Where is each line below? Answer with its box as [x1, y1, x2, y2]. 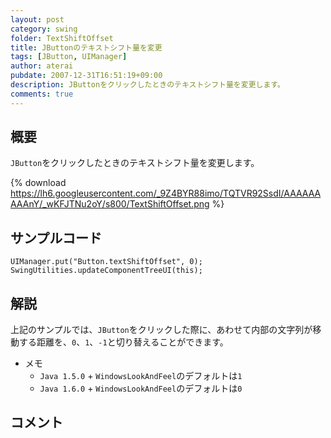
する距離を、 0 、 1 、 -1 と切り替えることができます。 [18, 336, 229, 348]
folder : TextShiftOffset [10, 33, 114, 43]
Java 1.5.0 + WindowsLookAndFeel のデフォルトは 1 [39, 370, 243, 382]
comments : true [10, 89, 74, 99]
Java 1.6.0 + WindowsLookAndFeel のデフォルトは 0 [39, 382, 243, 395]
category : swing [10, 24, 78, 34]
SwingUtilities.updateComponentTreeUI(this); [10, 266, 203, 276]
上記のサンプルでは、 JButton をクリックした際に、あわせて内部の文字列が [10, 324, 313, 336]
